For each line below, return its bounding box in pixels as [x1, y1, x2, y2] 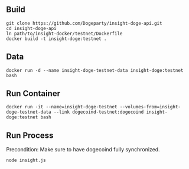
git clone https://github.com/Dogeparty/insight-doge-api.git [6, 20, 162, 26]
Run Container [6, 88, 61, 99]
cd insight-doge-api [6, 25, 57, 31]
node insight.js [6, 157, 46, 164]
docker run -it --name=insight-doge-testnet [6, 104, 118, 110]
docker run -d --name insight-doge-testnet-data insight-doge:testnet [6, 67, 184, 73]
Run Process [6, 130, 54, 140]
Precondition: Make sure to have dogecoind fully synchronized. [6, 146, 161, 153]
